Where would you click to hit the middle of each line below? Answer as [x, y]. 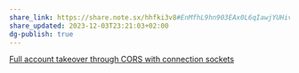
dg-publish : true [41, 34]
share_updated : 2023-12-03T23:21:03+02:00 [89, 26]
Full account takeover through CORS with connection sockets [121, 60]
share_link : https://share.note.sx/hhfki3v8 [93, 17]
